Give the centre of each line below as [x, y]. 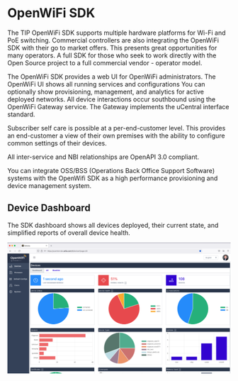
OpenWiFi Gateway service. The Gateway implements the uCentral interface [118, 106]
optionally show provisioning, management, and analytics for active [106, 92]
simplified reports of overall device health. [69, 233]
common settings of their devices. [57, 143]
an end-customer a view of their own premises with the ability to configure [116, 136]
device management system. [50, 185]
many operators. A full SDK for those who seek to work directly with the [112, 55]
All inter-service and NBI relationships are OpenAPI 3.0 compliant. [103, 157]
